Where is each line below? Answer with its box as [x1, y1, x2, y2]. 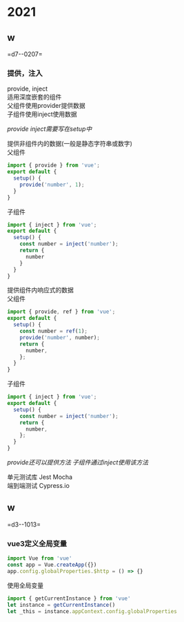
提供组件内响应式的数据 [7, 286, 74, 294]
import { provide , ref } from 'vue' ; [7, 308, 116, 315]
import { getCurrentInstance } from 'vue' [7, 595, 131, 602]
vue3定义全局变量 [7, 538, 68, 548]
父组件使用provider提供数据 [7, 102, 85, 110]
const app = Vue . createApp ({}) [7, 561, 97, 569]
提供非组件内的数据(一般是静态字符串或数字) [7, 140, 133, 148]
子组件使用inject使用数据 [7, 110, 77, 118]
